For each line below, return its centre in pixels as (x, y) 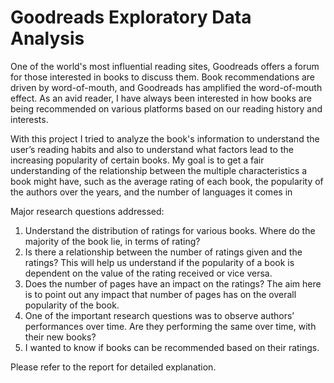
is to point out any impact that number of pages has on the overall (160, 294)
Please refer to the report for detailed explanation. (113, 367)
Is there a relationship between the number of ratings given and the (163, 252)
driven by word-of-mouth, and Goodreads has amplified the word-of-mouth (166, 87)
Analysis (47, 38)
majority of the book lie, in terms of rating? (112, 241)
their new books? (60, 337)
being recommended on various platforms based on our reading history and (166, 108)
